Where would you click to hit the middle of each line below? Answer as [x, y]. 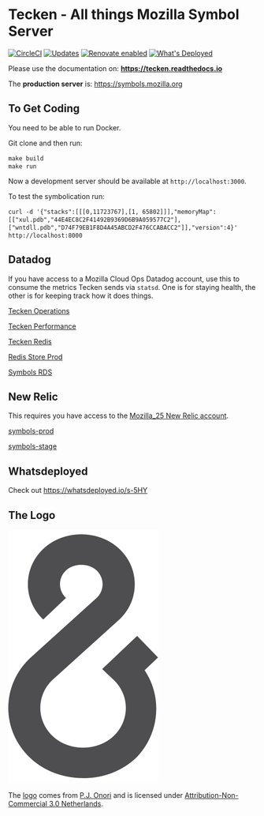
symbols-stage [33, 446]
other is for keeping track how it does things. [81, 295]
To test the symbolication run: [56, 196]
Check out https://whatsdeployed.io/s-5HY [78, 491]
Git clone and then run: [45, 143]
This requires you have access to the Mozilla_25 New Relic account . [119, 416]
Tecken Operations [39, 310]
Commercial [28, 804]
